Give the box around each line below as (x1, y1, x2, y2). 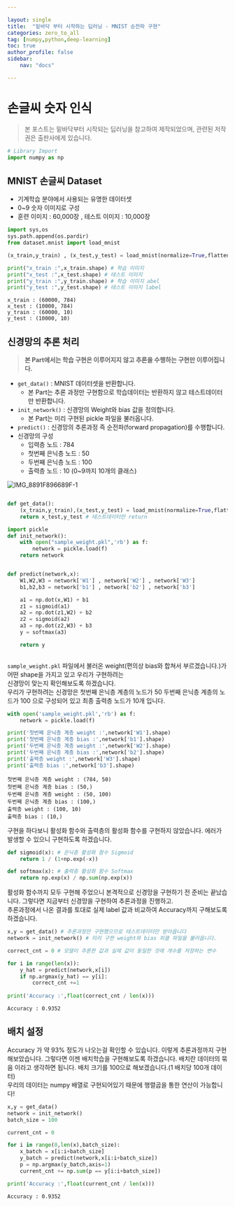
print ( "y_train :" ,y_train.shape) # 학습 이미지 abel (7, 278, 160, 285)
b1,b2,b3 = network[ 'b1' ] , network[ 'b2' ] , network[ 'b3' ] (20, 583, 196, 591)
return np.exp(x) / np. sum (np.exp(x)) (20, 875, 133, 882)
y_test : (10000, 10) (7, 315, 71, 322)
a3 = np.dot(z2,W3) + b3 (20, 622, 92, 629)
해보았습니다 (7, 1054, 42, 1063)
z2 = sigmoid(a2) (20, 616, 71, 623)
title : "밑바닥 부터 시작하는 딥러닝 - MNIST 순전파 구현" (7, 22, 161, 30)
